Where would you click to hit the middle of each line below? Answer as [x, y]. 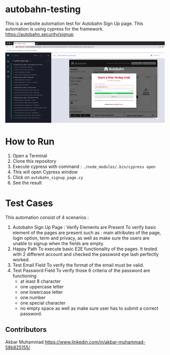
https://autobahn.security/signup [39, 34]
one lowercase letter [41, 292]
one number [33, 297]
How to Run [30, 142]
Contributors [26, 330]
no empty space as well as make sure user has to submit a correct [89, 308]
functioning [25, 276]
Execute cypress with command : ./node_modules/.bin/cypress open [84, 166]
